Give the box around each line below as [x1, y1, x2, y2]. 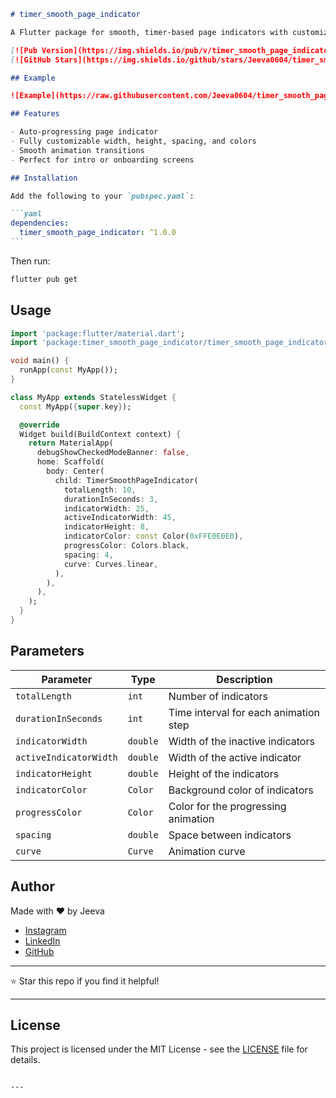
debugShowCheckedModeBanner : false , [36, 448, 190, 458]
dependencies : [10, 218, 70, 229]
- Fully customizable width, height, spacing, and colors [10, 136, 257, 146]
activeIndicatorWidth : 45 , [63, 513, 177, 523]
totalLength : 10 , [63, 485, 137, 495]
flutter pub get [10, 274, 78, 284]
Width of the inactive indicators [168, 734, 315, 748]
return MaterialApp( [28, 438, 114, 449]
